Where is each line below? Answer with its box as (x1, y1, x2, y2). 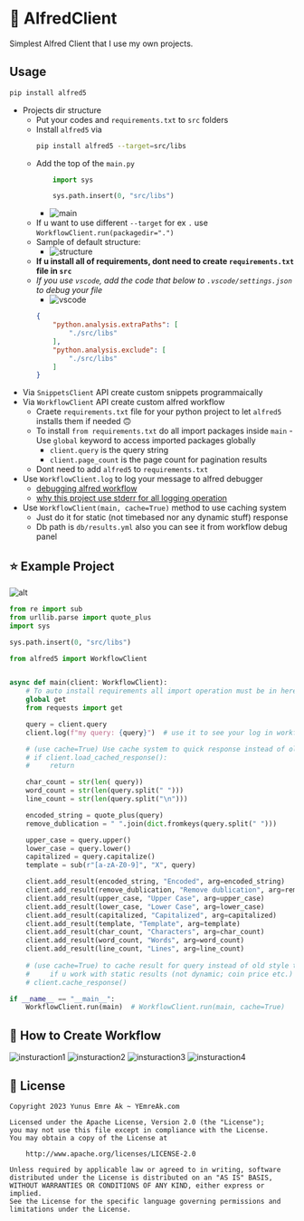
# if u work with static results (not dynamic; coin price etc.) (25, 970, 294, 979)
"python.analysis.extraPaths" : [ (52, 320, 179, 329)
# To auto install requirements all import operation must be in (25, 686, 278, 696)
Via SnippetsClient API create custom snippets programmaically (22, 387, 263, 398)
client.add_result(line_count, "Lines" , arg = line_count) (25, 944, 245, 953)
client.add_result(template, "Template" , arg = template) (25, 919, 242, 928)
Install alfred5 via (35, 124, 102, 135)
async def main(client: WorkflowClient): (9, 678, 168, 687)
